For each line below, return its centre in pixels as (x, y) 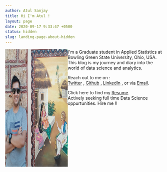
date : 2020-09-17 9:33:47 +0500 (39, 27)
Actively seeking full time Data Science (108, 98)
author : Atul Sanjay (27, 11)
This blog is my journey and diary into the (110, 62)
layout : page (19, 21)
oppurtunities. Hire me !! (92, 103)
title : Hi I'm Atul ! (28, 16)
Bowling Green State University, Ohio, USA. (112, 57)
